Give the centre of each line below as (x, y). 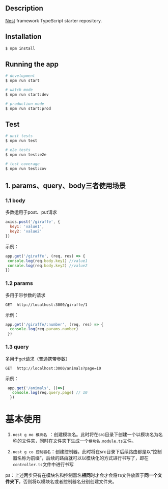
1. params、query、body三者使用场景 (65, 186)
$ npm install (20, 48)
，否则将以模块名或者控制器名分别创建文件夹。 (68, 482)
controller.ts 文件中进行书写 (43, 465)
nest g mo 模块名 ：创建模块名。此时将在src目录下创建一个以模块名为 (86, 435)
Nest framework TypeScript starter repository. (54, 20)
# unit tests (19, 136)
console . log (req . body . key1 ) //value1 (47, 261)
